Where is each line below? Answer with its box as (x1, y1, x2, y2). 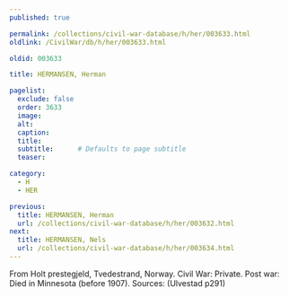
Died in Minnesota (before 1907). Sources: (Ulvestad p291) (9, 277, 226, 288)
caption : (17, 127, 50, 137)
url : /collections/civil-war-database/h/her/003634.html (17, 244, 235, 253)
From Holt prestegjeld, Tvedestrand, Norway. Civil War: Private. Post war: (9, 268, 280, 279)
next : (9, 227, 30, 236)
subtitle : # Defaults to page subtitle (17, 144, 187, 153)
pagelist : (9, 86, 47, 95)
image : (17, 111, 42, 120)
